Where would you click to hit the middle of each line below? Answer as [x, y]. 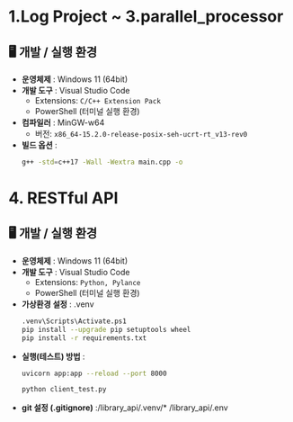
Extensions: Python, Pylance [88, 282]
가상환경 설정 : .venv [58, 304]
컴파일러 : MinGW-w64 [63, 122]
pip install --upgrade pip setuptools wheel [106, 329]
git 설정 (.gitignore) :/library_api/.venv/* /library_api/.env [124, 408]
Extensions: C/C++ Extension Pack [98, 100]
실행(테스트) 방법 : [53, 356]
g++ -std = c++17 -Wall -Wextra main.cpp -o [102, 162]
